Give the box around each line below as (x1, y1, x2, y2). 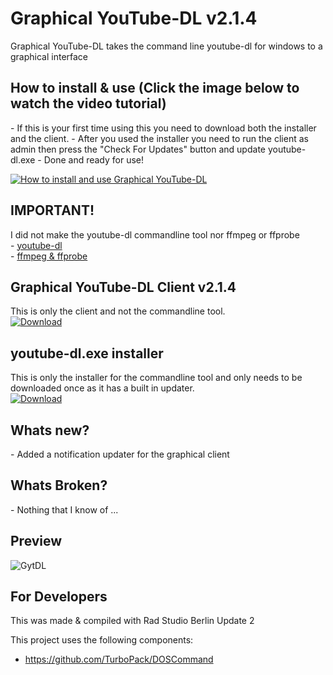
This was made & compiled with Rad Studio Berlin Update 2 (10, 615, 255, 627)
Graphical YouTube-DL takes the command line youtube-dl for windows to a (10, 40, 323, 52)
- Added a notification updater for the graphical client (10, 448, 230, 460)
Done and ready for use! (43, 153, 145, 166)
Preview (10, 533, 63, 550)
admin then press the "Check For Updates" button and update (10, 143, 266, 155)
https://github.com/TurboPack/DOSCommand (24, 653, 214, 666)
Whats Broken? (10, 477, 108, 494)
